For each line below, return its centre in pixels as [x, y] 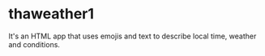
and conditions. [34, 44]
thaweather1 [51, 14]
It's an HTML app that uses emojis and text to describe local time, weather [132, 36]
